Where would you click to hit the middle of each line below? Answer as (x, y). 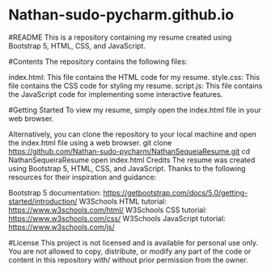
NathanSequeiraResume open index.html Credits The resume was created (132, 160)
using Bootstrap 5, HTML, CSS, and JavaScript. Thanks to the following (127, 168)
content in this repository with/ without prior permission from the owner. (128, 259)
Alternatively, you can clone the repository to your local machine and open (133, 134)
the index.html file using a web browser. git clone (90, 142)
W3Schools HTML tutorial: (123, 201)
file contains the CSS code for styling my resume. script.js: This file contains (135, 86)
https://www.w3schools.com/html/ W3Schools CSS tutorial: (108, 210)
